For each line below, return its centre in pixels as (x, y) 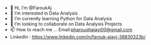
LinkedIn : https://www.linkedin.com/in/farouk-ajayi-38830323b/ (78, 37)
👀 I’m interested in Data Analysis (44, 13)
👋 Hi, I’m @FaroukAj (31, 8)
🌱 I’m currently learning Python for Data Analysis (61, 18)
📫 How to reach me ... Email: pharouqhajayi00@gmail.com (71, 30)
